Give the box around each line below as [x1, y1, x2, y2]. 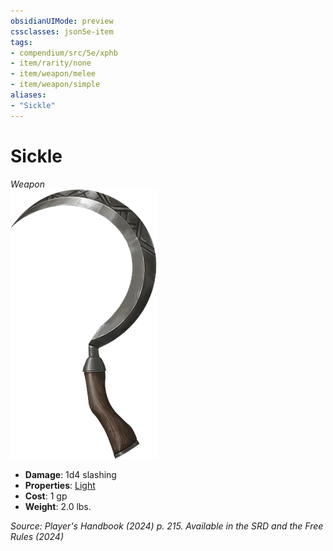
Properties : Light [24, 479, 96, 491]
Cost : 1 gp [24, 490, 68, 502]
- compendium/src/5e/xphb [10, 48, 118, 58]
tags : [10, 37, 33, 47]
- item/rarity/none [10, 58, 92, 69]
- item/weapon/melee [10, 69, 97, 79]
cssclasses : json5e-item [10, 26, 114, 37]
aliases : [10, 90, 47, 100]
